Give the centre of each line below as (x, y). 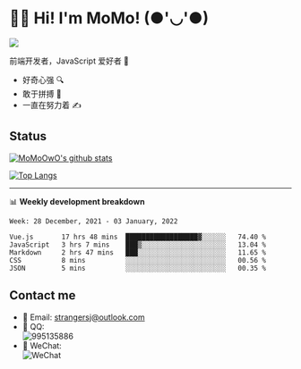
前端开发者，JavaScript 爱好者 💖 (69, 61)
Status (28, 136)
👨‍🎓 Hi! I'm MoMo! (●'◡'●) (109, 18)
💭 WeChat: (42, 345)
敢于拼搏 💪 (42, 94)
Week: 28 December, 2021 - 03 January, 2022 (94, 221)
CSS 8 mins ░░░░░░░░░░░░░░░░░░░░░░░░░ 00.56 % (138, 260)
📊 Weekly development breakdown (77, 201)
